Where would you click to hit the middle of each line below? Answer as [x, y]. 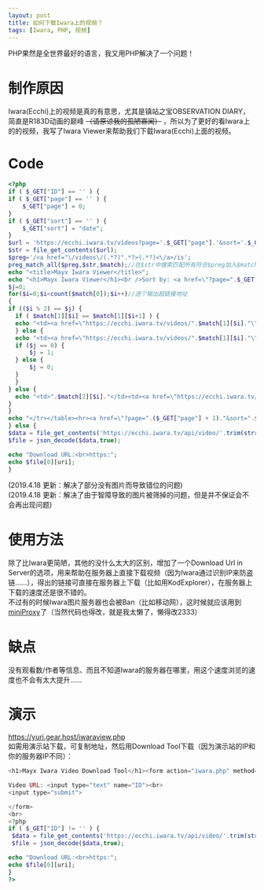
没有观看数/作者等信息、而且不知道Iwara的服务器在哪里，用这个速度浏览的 [128, 670]
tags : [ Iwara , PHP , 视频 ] [49, 30]
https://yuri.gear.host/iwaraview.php [67, 737]
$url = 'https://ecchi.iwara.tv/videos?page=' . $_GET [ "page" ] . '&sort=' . [128, 243]
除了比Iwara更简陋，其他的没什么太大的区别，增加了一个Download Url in [126, 563]
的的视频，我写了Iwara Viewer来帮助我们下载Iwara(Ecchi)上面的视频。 [122, 131]
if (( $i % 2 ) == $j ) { [45, 309]
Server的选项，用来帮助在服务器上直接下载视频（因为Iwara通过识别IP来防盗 [131, 573]
